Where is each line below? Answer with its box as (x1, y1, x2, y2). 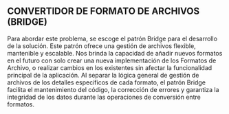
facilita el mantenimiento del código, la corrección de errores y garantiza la (7, 85, 219, 93)
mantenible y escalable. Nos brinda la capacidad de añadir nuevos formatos (7, 49, 223, 57)
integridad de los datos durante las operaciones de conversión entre (7, 93, 201, 101)
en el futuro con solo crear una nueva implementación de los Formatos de (7, 56, 217, 65)
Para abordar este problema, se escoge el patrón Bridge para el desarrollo (7, 34, 218, 43)
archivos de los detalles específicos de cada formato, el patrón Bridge (7, 78, 206, 87)
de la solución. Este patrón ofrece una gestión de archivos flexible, (7, 41, 196, 50)
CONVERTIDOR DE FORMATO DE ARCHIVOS (7, 5, 200, 17)
